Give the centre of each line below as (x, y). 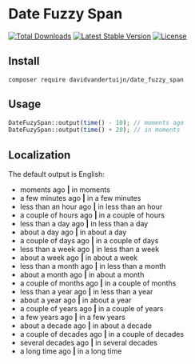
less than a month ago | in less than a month (93, 266)
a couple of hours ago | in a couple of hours (92, 215)
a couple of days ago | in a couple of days (89, 241)
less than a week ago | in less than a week (90, 250)
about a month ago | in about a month (82, 275)
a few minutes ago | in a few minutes (80, 198)
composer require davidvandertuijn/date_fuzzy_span (96, 80)
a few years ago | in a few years (72, 318)
